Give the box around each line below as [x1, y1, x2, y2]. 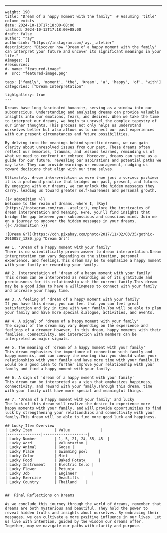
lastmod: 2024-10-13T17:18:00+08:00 [5, 27, 81, 32]
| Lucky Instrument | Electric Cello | [5, 462, 94, 467]
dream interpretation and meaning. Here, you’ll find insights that [5, 210, 150, 215]
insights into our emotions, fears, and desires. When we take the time [5, 114, 159, 119]
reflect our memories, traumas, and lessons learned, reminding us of [5, 149, 155, 154]
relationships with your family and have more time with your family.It [5, 358, 159, 363]
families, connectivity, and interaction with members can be [5, 332, 137, 337]
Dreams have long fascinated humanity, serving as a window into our [5, 105, 153, 110]
